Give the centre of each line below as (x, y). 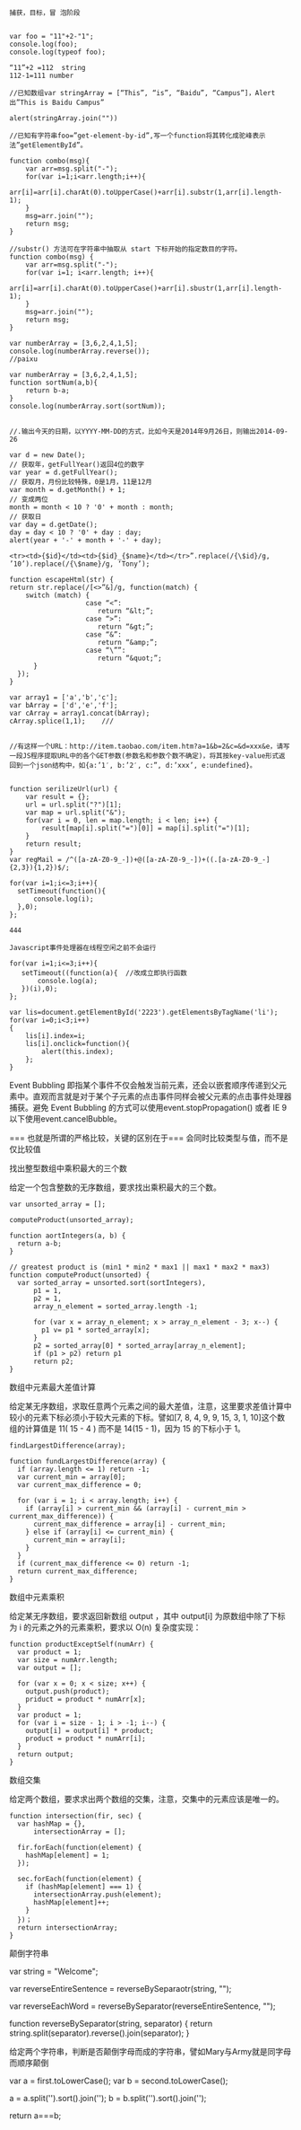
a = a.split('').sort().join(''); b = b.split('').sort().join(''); (108, 2098)
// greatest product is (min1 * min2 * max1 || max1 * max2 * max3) (140, 1267)
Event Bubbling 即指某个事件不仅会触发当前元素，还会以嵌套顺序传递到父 (144, 1085)
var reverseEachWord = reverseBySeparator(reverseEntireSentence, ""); (142, 2006)
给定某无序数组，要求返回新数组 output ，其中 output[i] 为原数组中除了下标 (147, 1616)
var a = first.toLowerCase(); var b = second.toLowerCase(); (119, 2081)
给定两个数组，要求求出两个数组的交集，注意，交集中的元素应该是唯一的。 (146, 1799)
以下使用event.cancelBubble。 (66, 1119)
